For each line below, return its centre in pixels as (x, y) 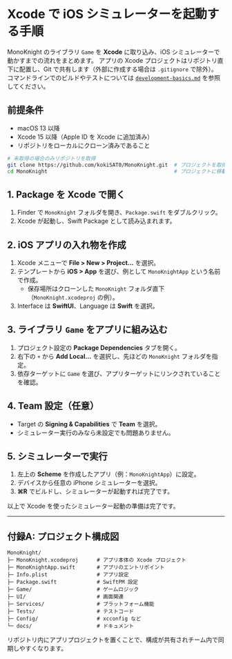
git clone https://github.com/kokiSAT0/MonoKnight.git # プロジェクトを (112, 165)
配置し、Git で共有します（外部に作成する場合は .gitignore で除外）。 (118, 69)
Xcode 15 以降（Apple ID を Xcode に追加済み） (85, 137)
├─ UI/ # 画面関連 (66, 597)
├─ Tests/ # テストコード (71, 611)
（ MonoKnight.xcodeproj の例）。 (73, 297)
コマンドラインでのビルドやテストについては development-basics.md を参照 (114, 77)
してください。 (28, 86)
